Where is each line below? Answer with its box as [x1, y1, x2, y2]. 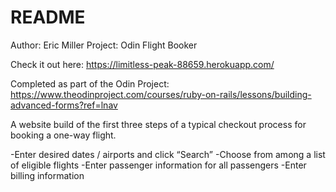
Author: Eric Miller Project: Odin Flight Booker [10, 39, 198, 51]
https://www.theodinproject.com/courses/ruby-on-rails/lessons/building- [10, 88, 312, 100]
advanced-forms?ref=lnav [10, 99, 118, 111]
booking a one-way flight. [10, 129, 117, 141]
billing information [10, 169, 85, 181]
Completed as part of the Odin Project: [10, 77, 170, 90]
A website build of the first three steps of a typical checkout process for [10, 118, 307, 130]
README [10, 6, 86, 29]
